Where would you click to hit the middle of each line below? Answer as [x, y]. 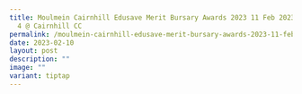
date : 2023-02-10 [42, 43]
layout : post [34, 51]
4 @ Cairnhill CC [50, 26]
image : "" [28, 68]
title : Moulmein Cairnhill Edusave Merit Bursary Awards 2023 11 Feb [142, 17]
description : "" [40, 59]
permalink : [30, 34]
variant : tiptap [40, 76]
